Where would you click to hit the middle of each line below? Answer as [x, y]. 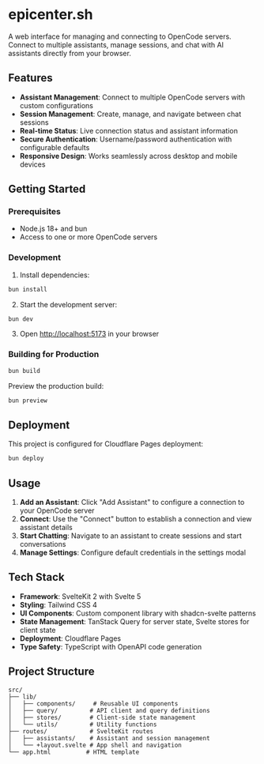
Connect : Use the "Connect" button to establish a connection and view [136, 519]
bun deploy [26, 459]
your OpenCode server [57, 510]
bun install [28, 289]
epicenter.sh [51, 15]
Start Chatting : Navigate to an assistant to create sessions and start [131, 536]
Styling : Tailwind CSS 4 [58, 604]
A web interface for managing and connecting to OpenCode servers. [120, 36]
